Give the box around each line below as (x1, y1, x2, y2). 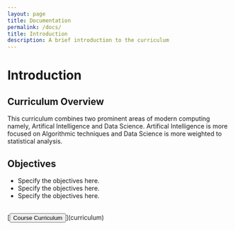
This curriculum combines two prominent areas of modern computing (7, 114, 210, 123)
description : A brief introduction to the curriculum (7, 37, 170, 44)
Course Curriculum (13, 214, 63, 221)
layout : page (7, 10, 46, 18)
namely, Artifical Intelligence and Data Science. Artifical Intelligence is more (7, 122, 228, 131)
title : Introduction (7, 30, 69, 38)
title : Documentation (7, 17, 71, 24)
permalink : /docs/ (7, 23, 62, 31)
